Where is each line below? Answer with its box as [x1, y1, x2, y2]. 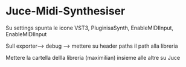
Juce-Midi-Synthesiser [5, 4, 126, 18]
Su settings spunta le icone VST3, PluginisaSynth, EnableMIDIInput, [5, 24, 173, 31]
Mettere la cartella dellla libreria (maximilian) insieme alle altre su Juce [5, 54, 181, 61]
